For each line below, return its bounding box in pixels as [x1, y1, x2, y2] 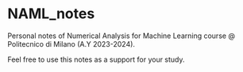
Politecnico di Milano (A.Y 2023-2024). [7, 39, 136, 48]
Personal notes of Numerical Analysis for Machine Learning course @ [7, 31, 236, 40]
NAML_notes [7, 5, 95, 23]
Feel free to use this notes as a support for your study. [7, 55, 185, 64]
